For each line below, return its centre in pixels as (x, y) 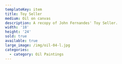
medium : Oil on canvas (28, 18)
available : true (21, 41)
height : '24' (18, 32)
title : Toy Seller (23, 14)
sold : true (16, 37)
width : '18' (17, 27)
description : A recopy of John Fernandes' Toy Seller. (61, 23)
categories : (17, 50)
